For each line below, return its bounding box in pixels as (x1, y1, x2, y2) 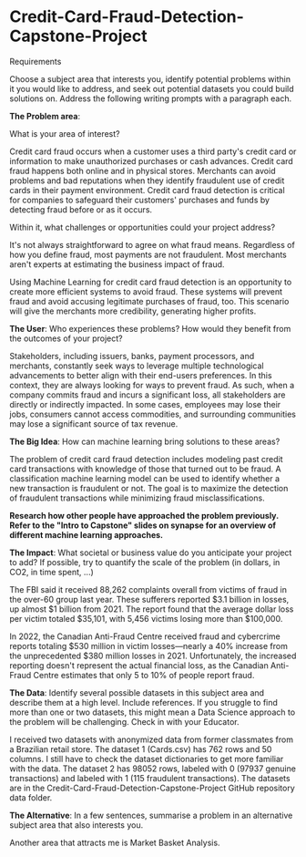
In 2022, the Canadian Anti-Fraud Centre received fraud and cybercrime (9, 631, 280, 642)
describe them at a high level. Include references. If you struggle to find (9, 697, 278, 707)
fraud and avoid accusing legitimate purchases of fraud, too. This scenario (9, 295, 290, 306)
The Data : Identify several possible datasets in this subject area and (9, 687, 265, 698)
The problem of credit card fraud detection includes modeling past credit (9, 453, 284, 464)
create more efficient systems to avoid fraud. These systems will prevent (9, 285, 283, 297)
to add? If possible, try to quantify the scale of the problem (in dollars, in (9, 556, 280, 567)
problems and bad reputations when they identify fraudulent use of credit (9, 175, 285, 186)
